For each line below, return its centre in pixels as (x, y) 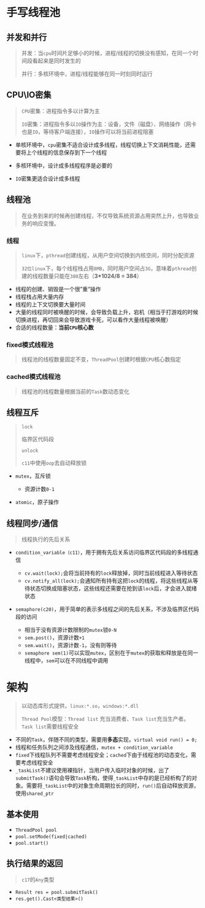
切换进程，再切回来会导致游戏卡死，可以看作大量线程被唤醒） (93, 319)
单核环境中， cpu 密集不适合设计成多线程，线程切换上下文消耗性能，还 (103, 144)
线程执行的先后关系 (46, 539)
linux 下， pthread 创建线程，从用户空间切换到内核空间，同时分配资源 (108, 255)
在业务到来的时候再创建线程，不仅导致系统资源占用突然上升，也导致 (107, 215)
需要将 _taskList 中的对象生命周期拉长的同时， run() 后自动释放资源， (113, 786)
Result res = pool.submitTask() (56, 892)
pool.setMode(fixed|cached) (51, 836)
